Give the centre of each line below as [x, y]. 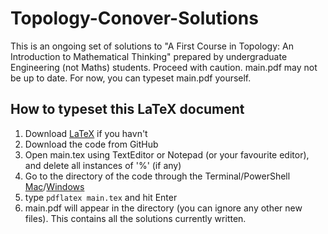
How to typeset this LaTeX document [127, 109]
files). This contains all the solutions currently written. [135, 218]
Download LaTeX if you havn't [86, 133]
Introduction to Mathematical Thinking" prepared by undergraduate [149, 56]
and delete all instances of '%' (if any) [103, 165]
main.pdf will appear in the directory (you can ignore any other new [163, 208]
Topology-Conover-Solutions [134, 18]
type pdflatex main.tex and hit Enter [101, 197]
